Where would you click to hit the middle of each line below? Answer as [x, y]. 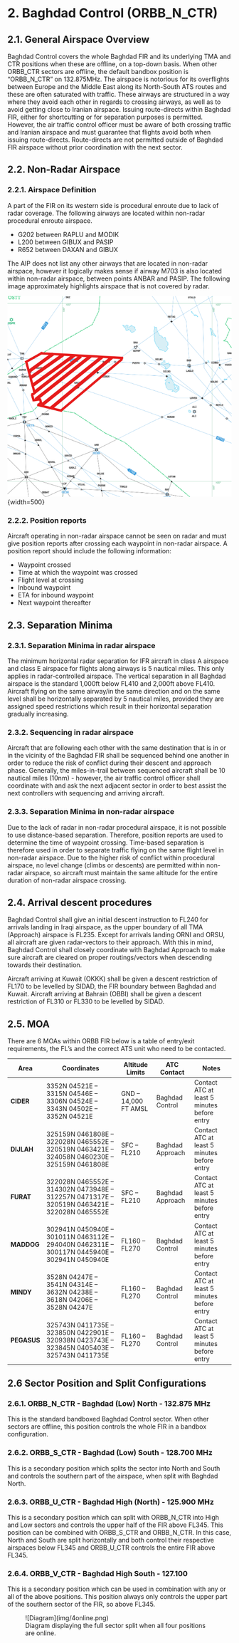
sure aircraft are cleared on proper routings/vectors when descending [110, 958]
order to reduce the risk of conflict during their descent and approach [110, 763]
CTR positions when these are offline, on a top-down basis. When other [112, 64]
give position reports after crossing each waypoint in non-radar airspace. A [117, 543]
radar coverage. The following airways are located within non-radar [106, 213]
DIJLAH [22, 1149]
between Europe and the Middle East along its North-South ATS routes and [117, 87]
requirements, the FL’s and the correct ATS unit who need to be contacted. [117, 1049]
